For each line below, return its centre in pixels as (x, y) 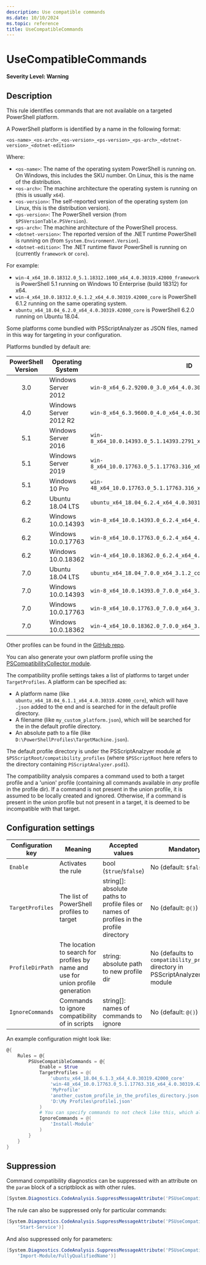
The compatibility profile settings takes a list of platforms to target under (98, 675)
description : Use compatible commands (56, 12)
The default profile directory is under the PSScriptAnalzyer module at (94, 751)
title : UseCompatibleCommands (45, 29)
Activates (73, 863)
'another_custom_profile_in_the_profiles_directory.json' (126, 1096)
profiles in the (122, 919)
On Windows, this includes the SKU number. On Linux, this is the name (105, 175)
